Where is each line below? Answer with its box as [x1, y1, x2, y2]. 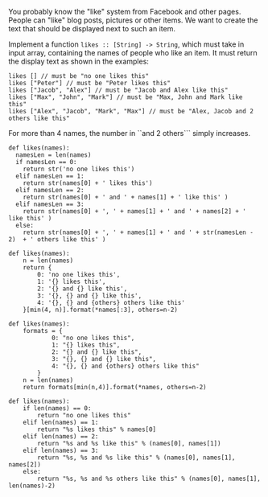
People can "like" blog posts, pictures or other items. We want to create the [8, 15, 258, 25]
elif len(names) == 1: [23, 418, 99, 426]
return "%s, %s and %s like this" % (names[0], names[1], [37, 454, 236, 462]
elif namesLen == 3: [15, 200, 85, 208]
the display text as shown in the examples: [8, 56, 149, 66]
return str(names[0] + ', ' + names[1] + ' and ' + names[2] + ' [23, 207, 247, 216]
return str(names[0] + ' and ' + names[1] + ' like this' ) [23, 193, 229, 201]
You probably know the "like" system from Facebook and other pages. [8, 7, 241, 16]
